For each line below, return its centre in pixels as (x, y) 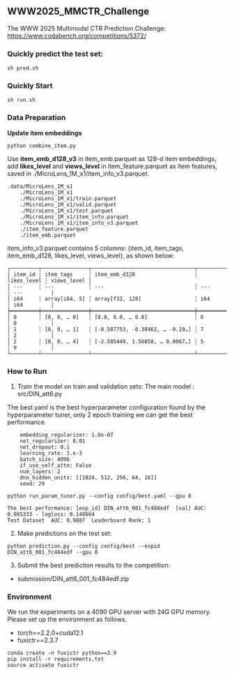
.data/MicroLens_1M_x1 (40, 186)
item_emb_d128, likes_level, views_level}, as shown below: (91, 255)
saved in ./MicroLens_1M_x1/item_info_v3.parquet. (78, 173)
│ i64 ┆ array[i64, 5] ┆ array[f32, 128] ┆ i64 (109, 299)
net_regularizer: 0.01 (53, 441)
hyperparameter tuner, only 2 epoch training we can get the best (100, 415)
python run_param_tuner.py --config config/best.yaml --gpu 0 (99, 496)
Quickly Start (30, 86)
